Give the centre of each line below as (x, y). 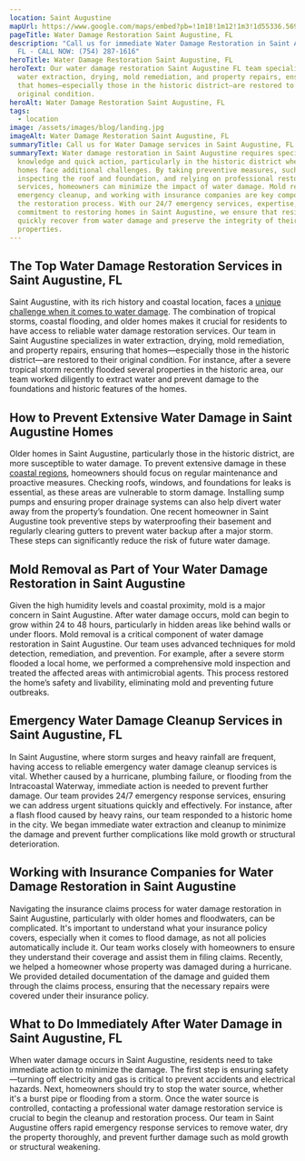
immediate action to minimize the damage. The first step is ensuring (136, 1070)
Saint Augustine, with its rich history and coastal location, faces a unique (145, 302)
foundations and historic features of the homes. (98, 389)
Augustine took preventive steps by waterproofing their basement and (141, 521)
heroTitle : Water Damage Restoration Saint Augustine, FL (121, 60)
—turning (27, 1079)
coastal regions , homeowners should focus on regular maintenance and (144, 473)
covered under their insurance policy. (79, 996)
